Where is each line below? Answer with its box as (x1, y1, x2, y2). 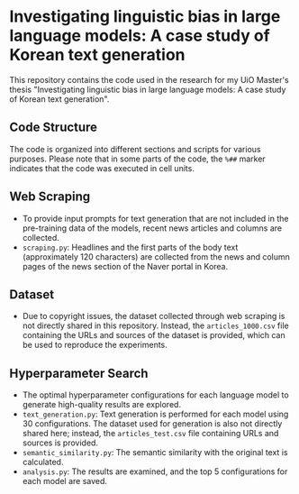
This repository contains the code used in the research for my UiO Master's (9, 74, 290, 85)
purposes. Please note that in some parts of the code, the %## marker (9, 153, 266, 164)
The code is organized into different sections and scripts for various (9, 143, 261, 154)
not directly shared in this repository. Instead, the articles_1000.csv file (22, 320, 290, 331)
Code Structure (9, 120, 97, 135)
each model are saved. (22, 476, 108, 487)
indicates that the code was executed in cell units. (9, 162, 195, 173)
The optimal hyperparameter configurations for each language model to (22, 389, 290, 400)
